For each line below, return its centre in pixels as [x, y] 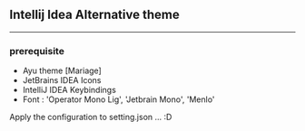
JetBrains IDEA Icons [62, 80]
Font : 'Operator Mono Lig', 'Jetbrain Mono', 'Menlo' [118, 99]
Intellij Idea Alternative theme [94, 15]
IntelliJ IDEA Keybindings [69, 90]
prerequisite [37, 51]
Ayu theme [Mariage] [62, 70]
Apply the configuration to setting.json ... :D [91, 117]
